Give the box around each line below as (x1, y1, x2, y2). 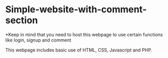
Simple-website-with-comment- (5, 4, 147, 15)
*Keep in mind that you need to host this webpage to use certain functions (5, 31, 163, 37)
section (5, 14, 38, 26)
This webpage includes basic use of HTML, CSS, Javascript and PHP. (5, 47, 153, 53)
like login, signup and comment (5, 37, 72, 43)
